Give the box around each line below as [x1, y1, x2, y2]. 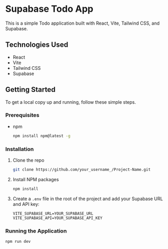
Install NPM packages [12, 176, 59, 182]
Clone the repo [12, 157, 45, 163]
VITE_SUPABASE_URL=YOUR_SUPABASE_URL [12, 211, 94, 216]
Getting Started [5, 85, 56, 94]
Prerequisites [5, 111, 39, 119]
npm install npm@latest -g [12, 133, 71, 139]
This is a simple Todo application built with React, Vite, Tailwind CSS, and [5, 20, 160, 26]
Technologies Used [5, 41, 68, 49]
